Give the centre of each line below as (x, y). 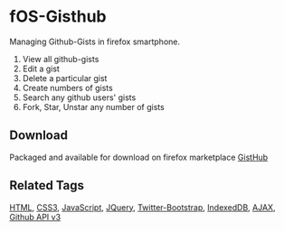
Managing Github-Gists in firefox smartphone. (95, 42)
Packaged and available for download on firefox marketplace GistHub (139, 157)
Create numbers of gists (67, 88)
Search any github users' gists (79, 97)
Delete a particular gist (65, 78)
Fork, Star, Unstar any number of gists (93, 106)
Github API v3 (35, 217)
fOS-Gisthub (58, 17)
